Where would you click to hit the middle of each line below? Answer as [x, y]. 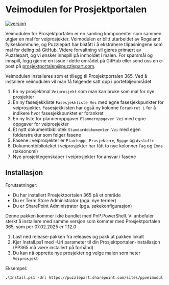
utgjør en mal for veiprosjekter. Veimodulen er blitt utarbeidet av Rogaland [83, 39]
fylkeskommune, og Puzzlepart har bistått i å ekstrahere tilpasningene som [84, 44]
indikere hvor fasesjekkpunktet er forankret [58, 113]
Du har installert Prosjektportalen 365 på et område [67, 195]
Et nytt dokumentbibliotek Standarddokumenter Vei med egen [77, 129]
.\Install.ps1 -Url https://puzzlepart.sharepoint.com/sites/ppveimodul [84, 277]
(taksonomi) [25, 151]
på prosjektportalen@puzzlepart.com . [56, 66]
